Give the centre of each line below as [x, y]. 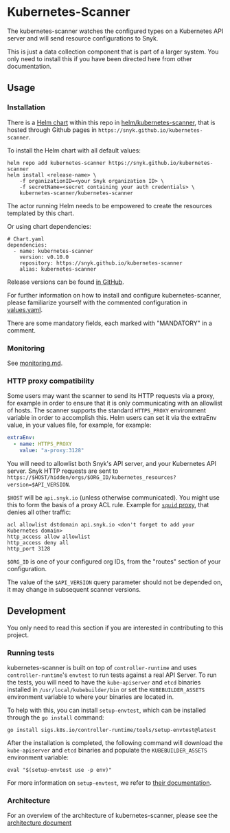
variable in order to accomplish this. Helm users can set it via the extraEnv [112, 418]
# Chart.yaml [26, 239]
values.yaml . [25, 309]
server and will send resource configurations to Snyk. [83, 38]
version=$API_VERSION [38, 485]
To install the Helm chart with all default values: [74, 150]
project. [18, 635]
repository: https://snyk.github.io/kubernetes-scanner [101, 263]
